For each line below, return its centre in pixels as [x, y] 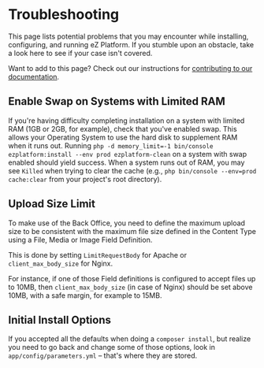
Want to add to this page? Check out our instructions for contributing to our [130, 68]
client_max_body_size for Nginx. [60, 263]
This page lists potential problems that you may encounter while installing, [128, 36]
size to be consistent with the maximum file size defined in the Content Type [132, 231]
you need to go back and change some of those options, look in [112, 348]
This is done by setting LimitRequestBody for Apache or [98, 255]
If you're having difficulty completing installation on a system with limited [126, 121]
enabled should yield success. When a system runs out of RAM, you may [126, 162]
